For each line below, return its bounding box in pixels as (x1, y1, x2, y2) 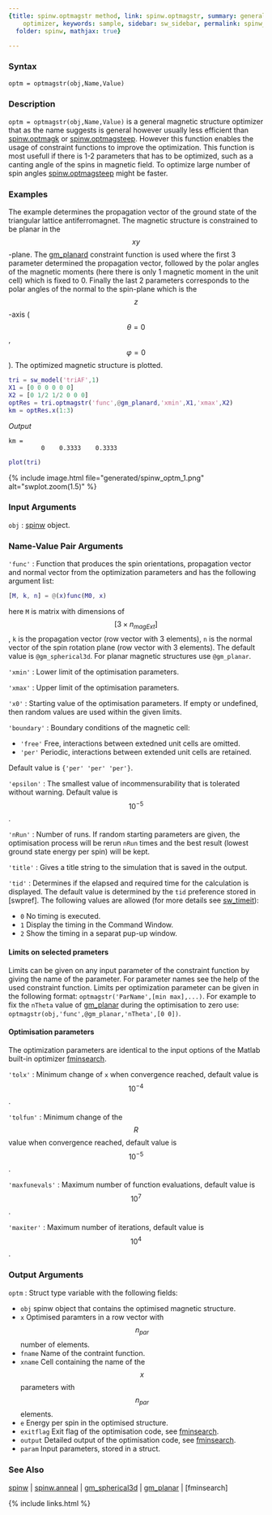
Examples (8, 188, 49, 200)
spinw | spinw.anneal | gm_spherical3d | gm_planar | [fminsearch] (8, 1483, 228, 1492)
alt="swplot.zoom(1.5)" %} (8, 481, 97, 491)
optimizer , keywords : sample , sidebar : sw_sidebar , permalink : (23, 19, 241, 28)
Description (8, 98, 56, 110)
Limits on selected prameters (8, 947, 109, 957)
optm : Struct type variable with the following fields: (8, 1288, 178, 1297)
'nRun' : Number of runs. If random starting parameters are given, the (8, 829, 240, 839)
